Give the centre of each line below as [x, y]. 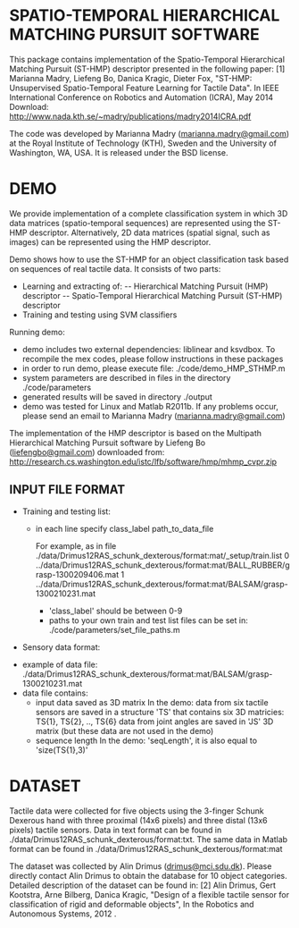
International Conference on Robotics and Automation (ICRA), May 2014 [141, 97]
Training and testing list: [66, 511]
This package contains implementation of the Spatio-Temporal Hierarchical [147, 59]
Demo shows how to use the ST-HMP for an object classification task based [149, 259]
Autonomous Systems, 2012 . [63, 914]
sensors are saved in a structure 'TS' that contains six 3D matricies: [160, 712]
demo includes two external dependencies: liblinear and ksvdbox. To [149, 349]
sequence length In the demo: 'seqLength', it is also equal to [146, 740]
